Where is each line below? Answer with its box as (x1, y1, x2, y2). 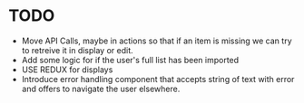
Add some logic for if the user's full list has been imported (21, 54, 240, 65)
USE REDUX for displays (21, 64, 113, 75)
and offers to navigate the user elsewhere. (21, 83, 181, 94)
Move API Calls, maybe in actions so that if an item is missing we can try (21, 35, 292, 46)
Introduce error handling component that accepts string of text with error (21, 73, 295, 84)
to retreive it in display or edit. (21, 44, 133, 55)
